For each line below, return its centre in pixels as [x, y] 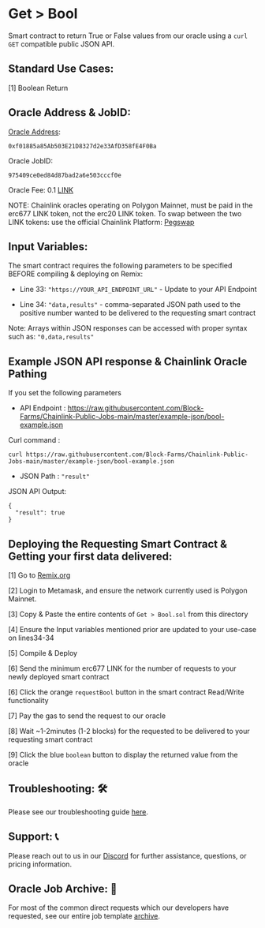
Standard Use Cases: [61, 69]
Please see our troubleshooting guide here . [78, 812]
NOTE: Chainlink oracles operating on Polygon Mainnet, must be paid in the [131, 205]
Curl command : [34, 440]
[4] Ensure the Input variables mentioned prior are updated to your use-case [132, 629]
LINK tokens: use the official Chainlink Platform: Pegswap [101, 222]
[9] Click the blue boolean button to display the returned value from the [123, 755]
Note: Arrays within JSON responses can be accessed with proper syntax [128, 328]
